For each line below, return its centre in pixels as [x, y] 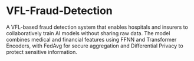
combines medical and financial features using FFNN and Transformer [91, 39]
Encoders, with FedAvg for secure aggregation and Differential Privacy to [95, 46]
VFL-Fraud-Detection [60, 11]
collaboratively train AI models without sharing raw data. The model [88, 33]
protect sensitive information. [42, 52]
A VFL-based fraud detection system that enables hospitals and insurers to [97, 27]
